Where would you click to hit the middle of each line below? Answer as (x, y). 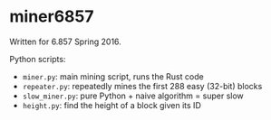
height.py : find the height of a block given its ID (111, 105)
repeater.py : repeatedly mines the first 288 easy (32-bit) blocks (142, 86)
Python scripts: (38, 59)
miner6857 (52, 17)
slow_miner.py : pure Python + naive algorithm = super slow (133, 96)
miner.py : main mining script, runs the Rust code (113, 76)
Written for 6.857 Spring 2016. (66, 42)
